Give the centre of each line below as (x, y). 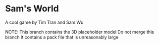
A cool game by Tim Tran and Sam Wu (44, 22)
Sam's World (32, 9)
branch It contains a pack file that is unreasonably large (62, 37)
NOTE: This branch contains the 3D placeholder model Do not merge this (80, 32)
